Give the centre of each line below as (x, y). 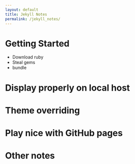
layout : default (22, 10)
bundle (19, 68)
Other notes (30, 156)
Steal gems (24, 62)
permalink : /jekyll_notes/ (33, 19)
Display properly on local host (67, 88)
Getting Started (37, 43)
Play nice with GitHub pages (64, 133)
